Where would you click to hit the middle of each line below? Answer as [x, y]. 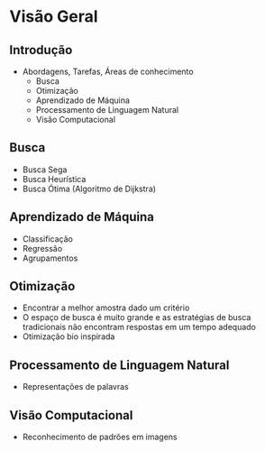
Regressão [42, 248]
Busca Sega [45, 170]
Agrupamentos [50, 258]
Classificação [48, 239]
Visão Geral [54, 17]
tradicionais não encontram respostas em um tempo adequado [139, 327]
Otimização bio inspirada [69, 336]
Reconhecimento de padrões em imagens [100, 437]
